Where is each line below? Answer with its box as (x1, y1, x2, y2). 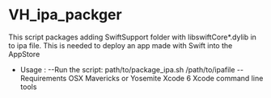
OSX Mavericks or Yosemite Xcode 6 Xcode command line (68, 73, 264, 83)
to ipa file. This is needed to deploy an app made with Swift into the (8, 40, 233, 50)
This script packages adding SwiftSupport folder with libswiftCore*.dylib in (8, 32, 257, 42)
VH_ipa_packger (8, 6, 123, 24)
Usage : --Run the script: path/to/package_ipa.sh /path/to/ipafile (19, 64, 235, 74)
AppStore (8, 49, 40, 59)
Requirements (19, 73, 67, 83)
